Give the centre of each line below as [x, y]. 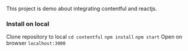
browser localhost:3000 [36, 43]
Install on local [28, 24]
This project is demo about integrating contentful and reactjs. [82, 9]
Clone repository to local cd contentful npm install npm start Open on [94, 37]
